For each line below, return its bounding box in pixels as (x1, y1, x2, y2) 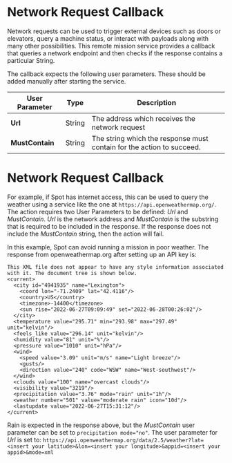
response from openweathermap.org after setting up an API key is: (7, 250, 197, 258)
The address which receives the (91, 113, 195, 123)
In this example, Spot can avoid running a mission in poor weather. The (7, 243, 209, 251)
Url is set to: (7, 435, 41, 444)
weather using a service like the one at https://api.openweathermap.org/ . (7, 200, 216, 208)
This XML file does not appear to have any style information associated (7, 263, 224, 270)
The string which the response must (91, 133, 209, 143)
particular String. (7, 56, 55, 64)
